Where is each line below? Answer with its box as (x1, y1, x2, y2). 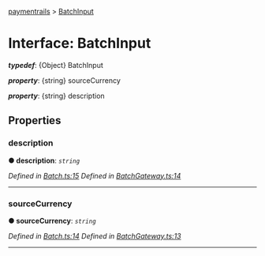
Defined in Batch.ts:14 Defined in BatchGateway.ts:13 (8, 231, 181, 240)
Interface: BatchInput (8, 35, 151, 52)
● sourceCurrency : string (8, 216, 96, 225)
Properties (8, 114, 62, 127)
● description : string (8, 156, 80, 165)
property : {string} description (8, 91, 105, 100)
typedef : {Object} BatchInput (8, 60, 104, 70)
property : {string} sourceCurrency (8, 75, 121, 85)
